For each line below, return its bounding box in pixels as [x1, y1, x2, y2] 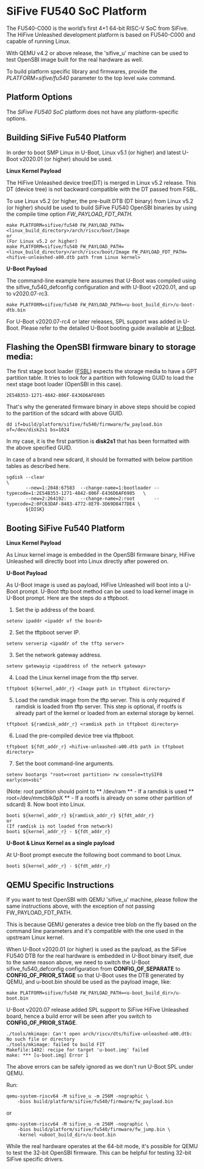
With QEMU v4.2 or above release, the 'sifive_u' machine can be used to [6, 49, 189, 56]
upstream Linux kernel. [6, 934, 64, 941]
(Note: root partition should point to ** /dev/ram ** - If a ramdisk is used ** [6, 788, 194, 795]
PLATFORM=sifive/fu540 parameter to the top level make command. [6, 74, 176, 81]
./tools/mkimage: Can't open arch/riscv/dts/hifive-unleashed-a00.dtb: [6, 1031, 192, 1037]
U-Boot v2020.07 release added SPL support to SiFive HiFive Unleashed [6, 1006, 189, 1013]
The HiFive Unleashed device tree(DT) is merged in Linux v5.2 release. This [6, 179, 197, 186]
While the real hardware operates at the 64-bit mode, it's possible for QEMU [6, 1143, 199, 1149]
